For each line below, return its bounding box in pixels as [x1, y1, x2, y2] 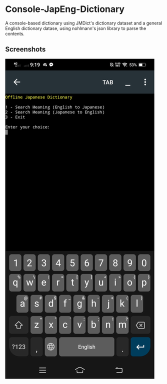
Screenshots [5, 45, 46, 53]
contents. [5, 30, 25, 36]
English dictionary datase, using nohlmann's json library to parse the [5, 25, 146, 31]
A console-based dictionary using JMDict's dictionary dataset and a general [5, 20, 162, 26]
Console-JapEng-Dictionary [5, 3, 125, 15]
